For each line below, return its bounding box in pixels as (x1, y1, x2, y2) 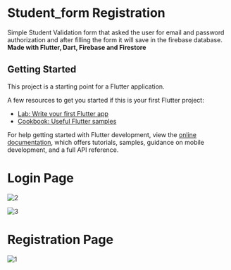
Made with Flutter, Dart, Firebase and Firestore (7, 43, 146, 51)
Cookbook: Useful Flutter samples (17, 117, 117, 125)
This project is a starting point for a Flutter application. (7, 82, 165, 91)
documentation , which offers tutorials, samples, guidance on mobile (7, 138, 204, 146)
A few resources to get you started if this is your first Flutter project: (7, 96, 204, 104)
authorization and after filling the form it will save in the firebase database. (7, 35, 223, 44)
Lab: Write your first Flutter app (17, 109, 109, 117)
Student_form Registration (7, 5, 166, 21)
